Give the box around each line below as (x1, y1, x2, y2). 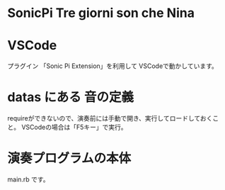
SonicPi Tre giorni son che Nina (7, 5, 195, 21)
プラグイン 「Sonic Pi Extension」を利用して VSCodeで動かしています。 (7, 62, 218, 70)
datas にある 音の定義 (7, 89, 134, 106)
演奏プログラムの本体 (7, 150, 132, 167)
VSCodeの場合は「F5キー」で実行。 (21, 123, 127, 132)
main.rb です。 (7, 175, 50, 184)
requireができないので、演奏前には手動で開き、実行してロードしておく (7, 114, 213, 123)
